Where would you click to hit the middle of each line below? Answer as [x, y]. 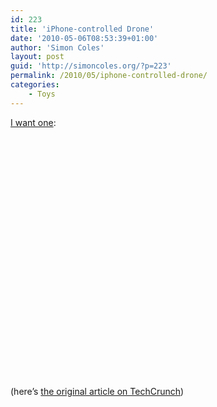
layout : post [37, 57]
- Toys [42, 94]
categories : [35, 85]
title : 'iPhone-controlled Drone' [82, 29]
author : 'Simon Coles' [57, 47]
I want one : [33, 122]
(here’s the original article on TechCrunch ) [97, 391]
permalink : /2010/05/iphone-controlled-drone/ [109, 76]
